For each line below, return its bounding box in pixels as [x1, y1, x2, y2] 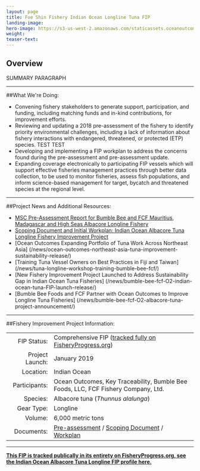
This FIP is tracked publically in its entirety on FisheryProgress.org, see [6, 451, 186, 459]
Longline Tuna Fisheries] [14, 296, 76, 303]
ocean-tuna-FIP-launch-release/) [14, 284, 97, 291]
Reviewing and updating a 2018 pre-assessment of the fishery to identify [14, 122, 193, 129]
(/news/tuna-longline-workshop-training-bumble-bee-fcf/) [14, 265, 160, 272]
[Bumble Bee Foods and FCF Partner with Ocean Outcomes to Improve [14, 290, 189, 297]
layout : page [6, 8, 39, 15]
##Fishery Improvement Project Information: [6, 320, 115, 327]
